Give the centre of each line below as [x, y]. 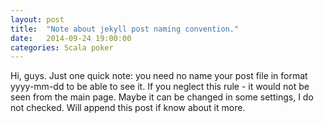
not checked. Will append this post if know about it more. [128, 108]
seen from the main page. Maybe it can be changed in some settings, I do [162, 97]
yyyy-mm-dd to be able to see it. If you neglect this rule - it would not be [160, 87]
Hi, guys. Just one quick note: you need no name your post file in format [159, 76]
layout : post [37, 19]
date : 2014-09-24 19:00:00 [71, 38]
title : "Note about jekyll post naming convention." [125, 29]
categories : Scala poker [62, 47]
